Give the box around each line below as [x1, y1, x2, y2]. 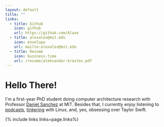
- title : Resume [9, 49, 43, 54]
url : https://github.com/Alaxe [14, 30, 79, 35]
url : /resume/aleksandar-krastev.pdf [14, 58, 92, 63]
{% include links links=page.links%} [5, 117, 79, 123]
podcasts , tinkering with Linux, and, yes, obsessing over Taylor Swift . [5, 107, 147, 113]
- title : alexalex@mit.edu [9, 35, 66, 40]
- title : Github [9, 21, 43, 26]
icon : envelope [14, 40, 46, 45]
